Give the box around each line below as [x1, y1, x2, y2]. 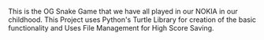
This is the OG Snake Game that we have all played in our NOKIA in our [8, 7, 238, 16]
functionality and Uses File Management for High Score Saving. [8, 24, 214, 32]
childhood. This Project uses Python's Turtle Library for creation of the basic [8, 15, 257, 24]
